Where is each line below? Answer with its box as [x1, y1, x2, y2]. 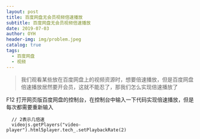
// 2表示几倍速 [11, 116, 45, 122]
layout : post [6, 8, 39, 15]
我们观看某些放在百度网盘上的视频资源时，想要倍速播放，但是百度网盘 [20, 76, 194, 83]
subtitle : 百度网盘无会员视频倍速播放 [6, 20, 91, 26]
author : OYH [6, 31, 36, 37]
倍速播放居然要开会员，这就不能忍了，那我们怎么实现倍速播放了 [20, 83, 178, 90]
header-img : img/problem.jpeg [6, 36, 82, 42]
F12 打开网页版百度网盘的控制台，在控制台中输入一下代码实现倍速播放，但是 [6, 96, 194, 103]
